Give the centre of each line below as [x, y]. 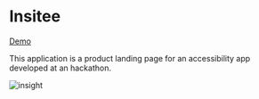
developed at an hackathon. [60, 68]
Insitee [35, 16]
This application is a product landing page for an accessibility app [130, 58]
